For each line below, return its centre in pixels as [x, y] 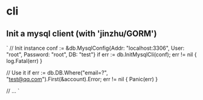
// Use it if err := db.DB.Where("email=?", [57, 73]
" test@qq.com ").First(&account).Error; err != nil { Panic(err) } [82, 79]
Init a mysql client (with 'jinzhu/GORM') [82, 34]
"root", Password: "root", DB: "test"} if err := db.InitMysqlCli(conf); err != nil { [101, 55]
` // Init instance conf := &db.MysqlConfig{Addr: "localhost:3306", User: [95, 48]
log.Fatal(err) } [24, 61]
